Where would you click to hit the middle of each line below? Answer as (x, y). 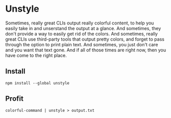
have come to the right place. (36, 55)
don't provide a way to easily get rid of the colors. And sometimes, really (82, 34)
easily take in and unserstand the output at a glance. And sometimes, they (83, 28)
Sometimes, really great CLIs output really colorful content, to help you (80, 23)
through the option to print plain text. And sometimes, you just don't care (82, 44)
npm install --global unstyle (38, 83)
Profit (15, 99)
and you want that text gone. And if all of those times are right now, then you (86, 50)
